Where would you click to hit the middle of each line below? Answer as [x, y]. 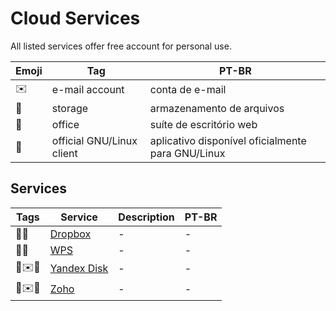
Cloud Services [75, 18]
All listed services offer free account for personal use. [121, 46]
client [64, 153]
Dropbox [70, 234]
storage [70, 108]
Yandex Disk [79, 269]
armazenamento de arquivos [217, 108]
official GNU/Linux [94, 140]
